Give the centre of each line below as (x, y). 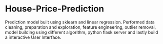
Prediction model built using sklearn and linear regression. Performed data (80, 22)
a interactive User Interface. (33, 37)
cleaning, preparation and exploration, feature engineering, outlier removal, (81, 27)
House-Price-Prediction (55, 9)
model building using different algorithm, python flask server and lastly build (82, 32)
